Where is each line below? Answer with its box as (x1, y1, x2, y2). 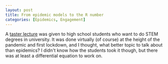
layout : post (5, 7, 33, 13)
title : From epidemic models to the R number (5, 12, 104, 17)
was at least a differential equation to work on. (5, 53, 103, 59)
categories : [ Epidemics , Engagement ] (5, 17, 86, 22)
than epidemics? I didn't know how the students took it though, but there (5, 47, 158, 54)
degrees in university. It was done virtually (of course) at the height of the (5, 36, 160, 42)
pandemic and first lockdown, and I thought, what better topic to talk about (5, 42, 163, 48)
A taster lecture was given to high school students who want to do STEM (5, 31, 158, 37)
